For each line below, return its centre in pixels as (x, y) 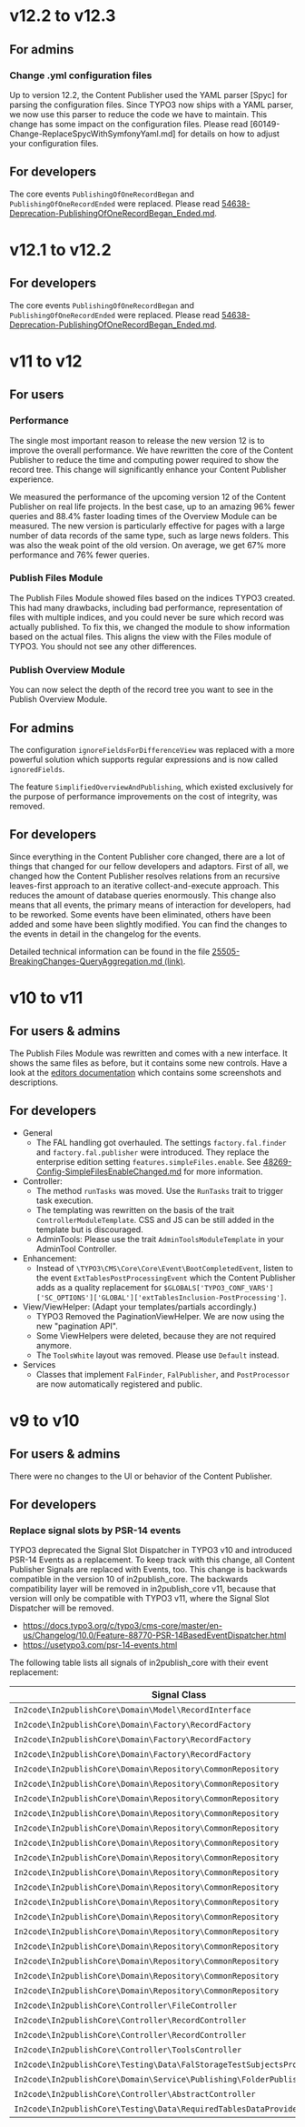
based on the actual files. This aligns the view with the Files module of (141, 637)
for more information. (223, 1171)
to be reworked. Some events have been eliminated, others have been (140, 914)
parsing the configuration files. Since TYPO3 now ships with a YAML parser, (152, 105)
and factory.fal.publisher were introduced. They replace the (152, 1152)
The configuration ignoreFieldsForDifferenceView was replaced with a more (152, 749)
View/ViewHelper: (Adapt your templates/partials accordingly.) (139, 1307)
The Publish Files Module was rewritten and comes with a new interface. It (148, 1053)
